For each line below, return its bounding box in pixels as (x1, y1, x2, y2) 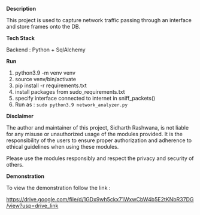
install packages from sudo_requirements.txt (14, 88, 125, 95)
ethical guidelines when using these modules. (6, 143, 119, 150)
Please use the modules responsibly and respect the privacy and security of (6, 155, 195, 162)
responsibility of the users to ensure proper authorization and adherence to (6, 137, 192, 144)
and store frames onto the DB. (6, 23, 81, 30)
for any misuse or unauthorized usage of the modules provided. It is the (6, 131, 183, 137)
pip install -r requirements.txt (14, 82, 87, 89)
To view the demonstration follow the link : (6, 185, 111, 191)
